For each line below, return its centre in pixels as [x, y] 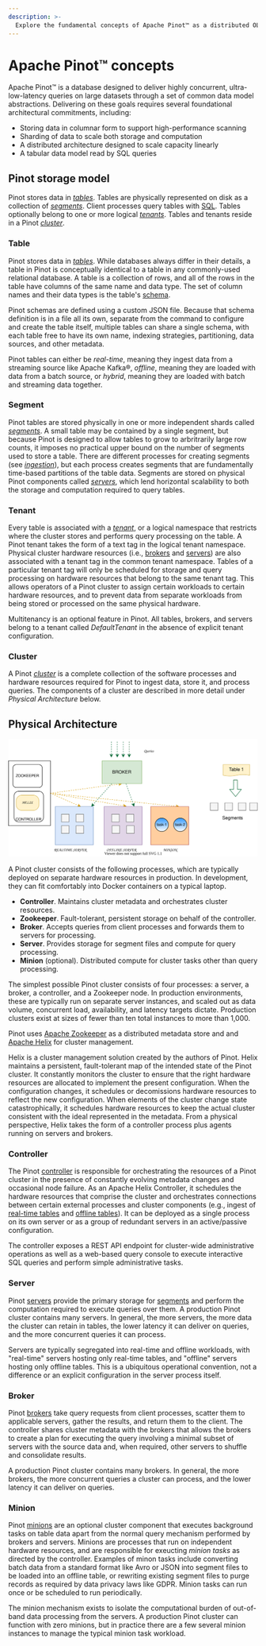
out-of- [245, 1608]
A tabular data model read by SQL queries [88, 153]
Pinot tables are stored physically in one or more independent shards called [131, 422]
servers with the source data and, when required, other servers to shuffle [128, 1447]
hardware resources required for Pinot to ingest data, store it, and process [129, 682]
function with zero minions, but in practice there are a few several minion [127, 1625]
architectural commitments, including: [70, 113]
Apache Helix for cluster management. [71, 1041]
